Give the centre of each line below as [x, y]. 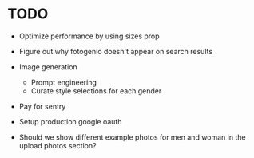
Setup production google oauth [70, 121]
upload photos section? [58, 145]
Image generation [48, 67]
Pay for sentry [42, 106]
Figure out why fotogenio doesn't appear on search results [116, 51]
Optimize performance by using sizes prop [89, 36]
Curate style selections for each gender [96, 91]
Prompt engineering [63, 82]
